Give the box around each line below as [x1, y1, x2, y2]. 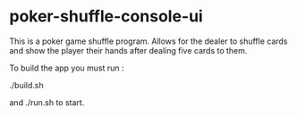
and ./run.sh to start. [9, 96, 85, 108]
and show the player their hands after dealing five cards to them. [9, 45, 248, 55]
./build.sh [9, 79, 44, 90]
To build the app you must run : [9, 62, 124, 73]
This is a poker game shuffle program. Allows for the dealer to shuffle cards [9, 36, 288, 46]
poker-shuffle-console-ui [9, 6, 203, 27]
